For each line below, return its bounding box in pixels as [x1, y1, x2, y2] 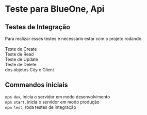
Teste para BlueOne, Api [5, 3, 105, 15]
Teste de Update [5, 57, 38, 62]
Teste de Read [5, 51, 34, 57]
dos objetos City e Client [5, 67, 54, 73]
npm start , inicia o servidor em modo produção [5, 99, 99, 105]
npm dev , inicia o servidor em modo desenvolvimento [5, 94, 110, 99]
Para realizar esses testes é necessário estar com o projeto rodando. [5, 36, 143, 41]
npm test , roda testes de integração [5, 104, 77, 110]
